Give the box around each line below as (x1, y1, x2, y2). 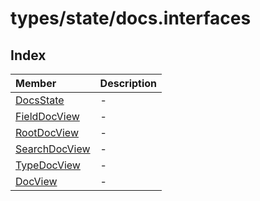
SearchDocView (15, 142, 91, 156)
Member (15, 77, 57, 90)
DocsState (15, 93, 65, 107)
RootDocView (15, 126, 79, 139)
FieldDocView (15, 110, 80, 123)
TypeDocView (15, 158, 81, 172)
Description (99, 77, 158, 90)
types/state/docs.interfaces (10, 7, 252, 30)
